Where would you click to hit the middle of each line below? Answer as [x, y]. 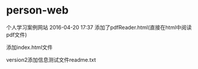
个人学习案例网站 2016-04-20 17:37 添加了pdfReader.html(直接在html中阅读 [99, 27]
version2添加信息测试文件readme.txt [51, 60]
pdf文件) [17, 34]
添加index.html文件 [30, 47]
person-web [37, 10]
